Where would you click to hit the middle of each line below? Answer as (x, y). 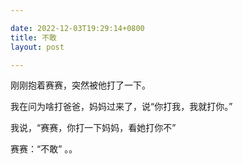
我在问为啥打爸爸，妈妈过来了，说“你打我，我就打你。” (121, 107)
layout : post (37, 47)
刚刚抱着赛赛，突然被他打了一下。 (80, 85)
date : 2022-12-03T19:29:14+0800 (77, 28)
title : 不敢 (33, 37)
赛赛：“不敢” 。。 (44, 149)
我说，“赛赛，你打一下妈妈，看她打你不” (93, 128)
